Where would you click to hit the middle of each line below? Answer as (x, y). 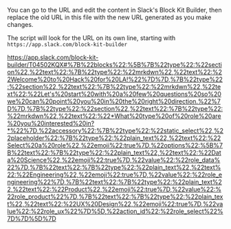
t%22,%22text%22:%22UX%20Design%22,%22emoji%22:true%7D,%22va (115, 204)
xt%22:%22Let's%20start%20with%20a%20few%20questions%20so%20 (114, 94)
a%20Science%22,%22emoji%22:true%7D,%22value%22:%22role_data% (114, 160)
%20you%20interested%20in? (51, 123)
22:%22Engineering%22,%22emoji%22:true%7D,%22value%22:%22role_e (114, 175)
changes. (20, 24)
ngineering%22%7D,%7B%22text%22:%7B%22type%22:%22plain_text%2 (114, 182)
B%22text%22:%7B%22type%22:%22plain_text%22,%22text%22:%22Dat (114, 152)
